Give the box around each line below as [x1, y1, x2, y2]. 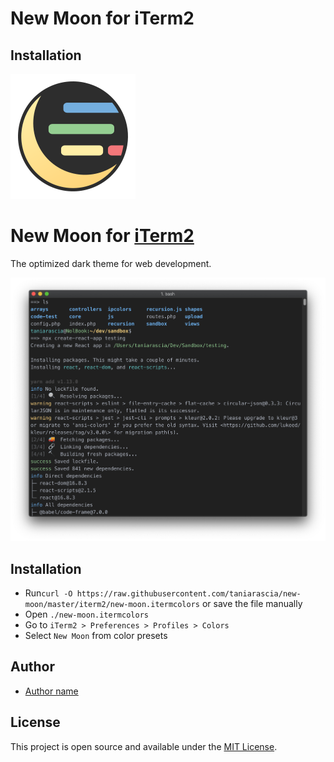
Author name [24, 685, 79, 697]
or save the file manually [201, 597, 303, 609]
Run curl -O [24, 587, 73, 599]
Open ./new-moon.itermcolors [24, 608, 149, 620]
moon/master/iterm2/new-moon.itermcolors [24, 599, 200, 609]
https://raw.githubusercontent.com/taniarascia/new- [76, 588, 302, 599]
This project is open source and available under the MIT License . [10, 740, 278, 752]
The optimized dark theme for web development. [10, 257, 212, 269]
